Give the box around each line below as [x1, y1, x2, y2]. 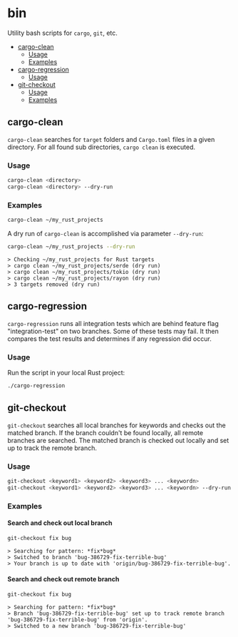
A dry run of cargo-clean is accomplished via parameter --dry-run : [7, 229, 204, 238]
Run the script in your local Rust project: [7, 368, 125, 377]
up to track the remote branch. [7, 444, 98, 452]
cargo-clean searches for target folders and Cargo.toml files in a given [7, 135, 215, 143]
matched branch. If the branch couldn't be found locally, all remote [7, 428, 204, 437]
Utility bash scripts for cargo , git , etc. [7, 29, 118, 37]
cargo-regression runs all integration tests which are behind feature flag [7, 319, 219, 327]
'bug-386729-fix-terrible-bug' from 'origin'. [7, 616, 148, 623]
